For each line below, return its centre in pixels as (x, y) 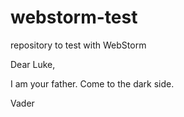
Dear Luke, (33, 64)
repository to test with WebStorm (78, 45)
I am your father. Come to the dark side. (92, 83)
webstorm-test (74, 17)
